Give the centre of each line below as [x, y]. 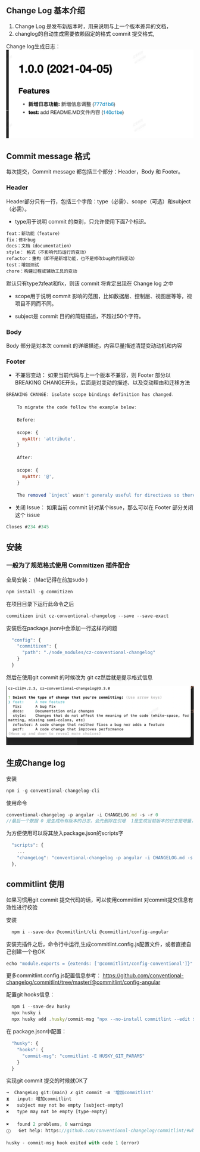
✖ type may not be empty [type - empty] [57, 1112]
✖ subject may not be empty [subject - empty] [65, 1105]
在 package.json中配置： [37, 1032]
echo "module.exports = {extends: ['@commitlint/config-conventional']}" [100, 964]
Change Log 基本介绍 [46, 11]
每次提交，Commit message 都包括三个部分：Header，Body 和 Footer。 [95, 172]
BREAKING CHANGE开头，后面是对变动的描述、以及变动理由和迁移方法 [102, 383]
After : [25, 458]
